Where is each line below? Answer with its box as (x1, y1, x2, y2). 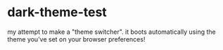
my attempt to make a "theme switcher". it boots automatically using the (7, 27, 216, 36)
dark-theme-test (7, 4, 107, 20)
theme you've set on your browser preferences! (7, 35, 146, 43)
